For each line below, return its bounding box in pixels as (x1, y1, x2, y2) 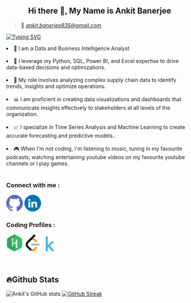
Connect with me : (6, 181, 61, 189)
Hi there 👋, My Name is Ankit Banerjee (28, 6, 171, 16)
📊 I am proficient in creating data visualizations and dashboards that (14, 96, 182, 103)
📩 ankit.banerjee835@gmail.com (20, 21, 102, 29)
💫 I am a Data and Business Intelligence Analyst (14, 45, 130, 52)
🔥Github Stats (6, 274, 59, 285)
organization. (6, 111, 39, 118)
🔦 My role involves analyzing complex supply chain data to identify (14, 76, 177, 83)
